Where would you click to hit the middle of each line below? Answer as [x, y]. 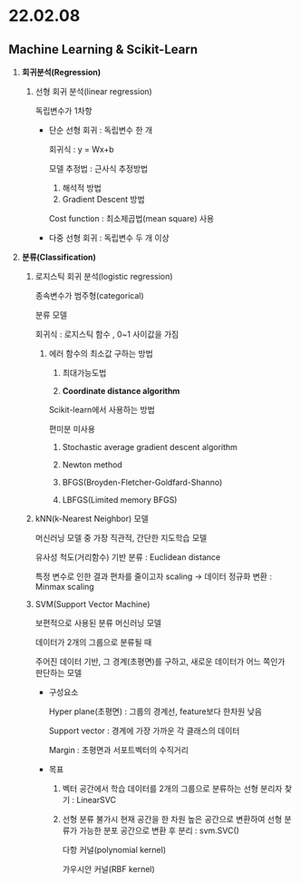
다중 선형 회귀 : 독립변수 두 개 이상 [109, 238]
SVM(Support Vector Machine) [92, 604]
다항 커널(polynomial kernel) [114, 850]
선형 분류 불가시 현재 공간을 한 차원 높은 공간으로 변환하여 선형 [172, 819]
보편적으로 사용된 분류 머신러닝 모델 [98, 623]
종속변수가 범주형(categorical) [89, 295]
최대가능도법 [84, 373]
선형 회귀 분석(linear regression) [94, 91]
